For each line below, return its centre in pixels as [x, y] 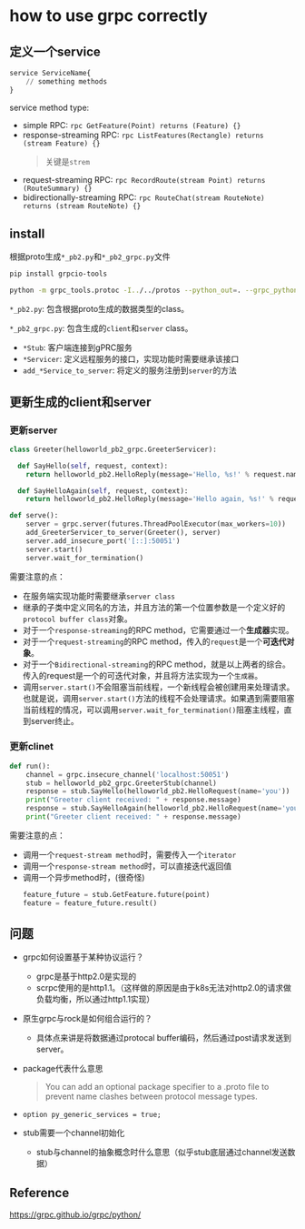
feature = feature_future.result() [90, 903]
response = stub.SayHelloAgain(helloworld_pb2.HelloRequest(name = [154, 809]
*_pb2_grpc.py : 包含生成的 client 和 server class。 [101, 328]
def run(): [30, 766]
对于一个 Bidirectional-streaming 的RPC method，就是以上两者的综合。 [156, 664]
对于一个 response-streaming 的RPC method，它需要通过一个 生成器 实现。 [158, 630]
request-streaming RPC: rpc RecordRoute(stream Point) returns [144, 179]
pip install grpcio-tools [58, 274]
